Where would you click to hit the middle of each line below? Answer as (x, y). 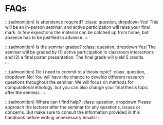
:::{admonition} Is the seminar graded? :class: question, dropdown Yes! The (81, 47)
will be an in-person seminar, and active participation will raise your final (77, 27)
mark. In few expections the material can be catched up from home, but (77, 32)
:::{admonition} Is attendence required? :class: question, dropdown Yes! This (82, 22)
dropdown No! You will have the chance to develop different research (75, 77)
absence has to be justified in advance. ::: (47, 37)
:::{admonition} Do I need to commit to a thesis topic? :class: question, (75, 71)
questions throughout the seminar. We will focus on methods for (69, 82)
